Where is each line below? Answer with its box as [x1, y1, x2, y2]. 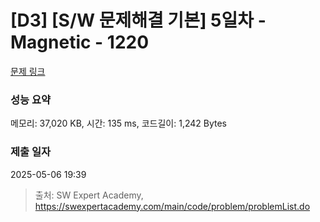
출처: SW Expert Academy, [34, 189, 144, 201]
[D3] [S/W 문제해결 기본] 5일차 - [10, 9, 267, 32]
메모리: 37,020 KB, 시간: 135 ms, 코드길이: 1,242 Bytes [10, 117, 228, 130]
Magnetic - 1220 [10, 31, 150, 54]
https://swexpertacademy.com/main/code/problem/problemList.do [34, 200, 311, 212]
